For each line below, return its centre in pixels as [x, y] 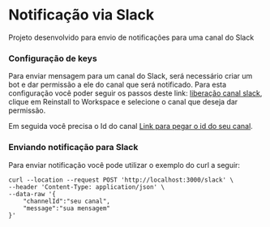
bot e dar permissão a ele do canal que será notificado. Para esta [118, 85]
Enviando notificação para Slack [73, 148]
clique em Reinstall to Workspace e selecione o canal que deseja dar [123, 102]
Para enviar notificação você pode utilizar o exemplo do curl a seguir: [124, 165]
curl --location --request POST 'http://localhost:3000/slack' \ [121, 180]
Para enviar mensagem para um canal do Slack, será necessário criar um [131, 76]
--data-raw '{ [32, 194]
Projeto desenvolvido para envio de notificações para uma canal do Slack [131, 37]
